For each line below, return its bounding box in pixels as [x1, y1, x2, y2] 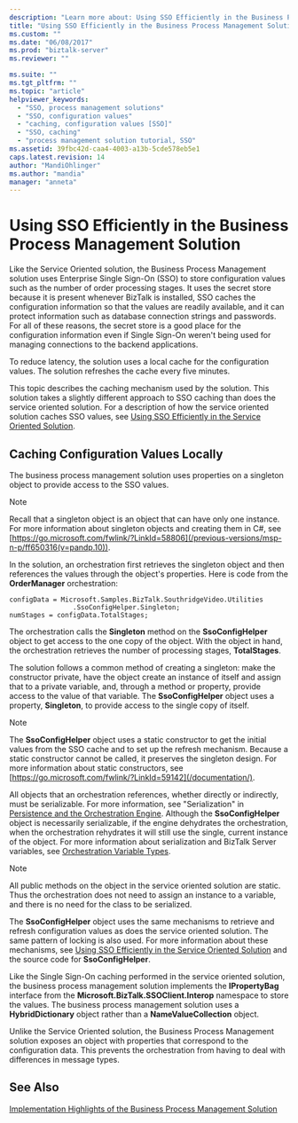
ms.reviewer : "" [9, 54, 69, 63]
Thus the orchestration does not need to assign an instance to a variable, [9, 890, 277, 900]
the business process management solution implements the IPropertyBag [9, 981, 279, 991]
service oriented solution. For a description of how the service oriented [9, 402, 269, 412]
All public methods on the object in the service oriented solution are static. [9, 880, 281, 891]
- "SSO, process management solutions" [17, 103, 165, 112]
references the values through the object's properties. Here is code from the [9, 569, 288, 579]
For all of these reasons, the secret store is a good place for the [9, 320, 241, 331]
